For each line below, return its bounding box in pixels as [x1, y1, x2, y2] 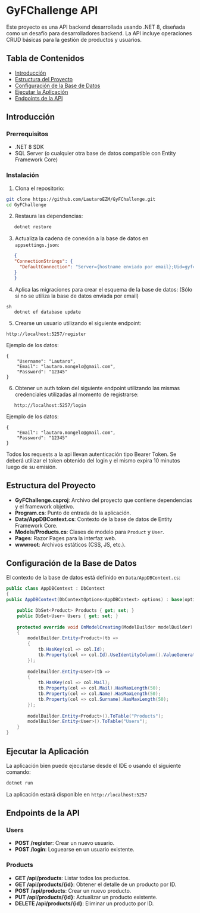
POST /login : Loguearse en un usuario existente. [14, 846, 135, 853]
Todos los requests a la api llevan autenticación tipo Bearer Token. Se [6, 451, 177, 458]
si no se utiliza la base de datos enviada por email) [14, 292, 139, 299]
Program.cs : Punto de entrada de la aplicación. [14, 509, 132, 516]
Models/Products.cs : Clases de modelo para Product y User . [14, 528, 165, 535]
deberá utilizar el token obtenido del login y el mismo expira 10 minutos [6, 456, 180, 464]
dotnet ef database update [14, 309, 82, 315]
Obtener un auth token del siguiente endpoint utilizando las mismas [14, 384, 180, 391]
